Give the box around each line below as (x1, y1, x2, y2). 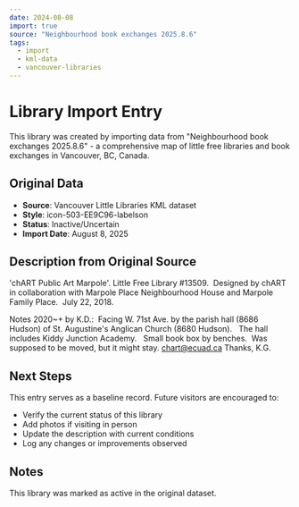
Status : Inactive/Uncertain (21, 218, 120, 229)
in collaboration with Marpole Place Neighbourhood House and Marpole (9, 287, 274, 298)
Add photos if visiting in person (21, 419, 137, 430)
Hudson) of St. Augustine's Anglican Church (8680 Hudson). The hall (9, 324, 269, 334)
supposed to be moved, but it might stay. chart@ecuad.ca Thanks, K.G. (9, 342, 272, 353)
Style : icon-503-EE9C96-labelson (21, 209, 149, 220)
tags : (9, 38, 29, 47)
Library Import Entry (9, 102, 163, 122)
